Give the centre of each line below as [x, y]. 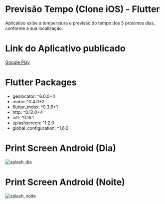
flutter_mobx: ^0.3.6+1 [35, 107]
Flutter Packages [41, 83]
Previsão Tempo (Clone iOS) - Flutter [82, 9]
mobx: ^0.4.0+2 [28, 101]
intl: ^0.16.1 [23, 117]
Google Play [18, 62]
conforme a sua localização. [34, 28]
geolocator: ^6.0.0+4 [34, 96]
